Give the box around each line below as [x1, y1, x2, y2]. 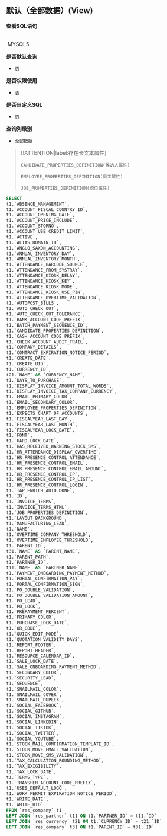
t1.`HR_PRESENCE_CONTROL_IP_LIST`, [6, 477, 94, 483]
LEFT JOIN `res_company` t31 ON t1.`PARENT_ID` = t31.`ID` [6, 824, 155, 830]
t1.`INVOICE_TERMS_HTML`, [6, 504, 70, 510]
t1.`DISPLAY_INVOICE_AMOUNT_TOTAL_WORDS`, [6, 383, 112, 389]
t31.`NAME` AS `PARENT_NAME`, [6, 548, 81, 554]
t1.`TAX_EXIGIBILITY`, [6, 763, 62, 769]
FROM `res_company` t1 [6, 807, 62, 813]
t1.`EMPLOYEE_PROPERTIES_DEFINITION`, [6, 405, 101, 411]
